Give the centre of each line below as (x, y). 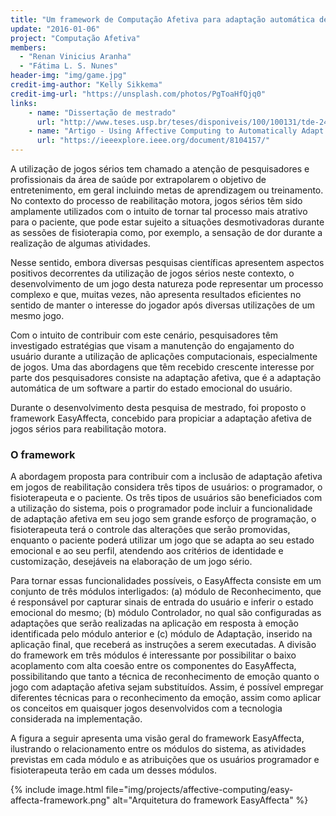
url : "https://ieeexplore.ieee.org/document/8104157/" (153, 141)
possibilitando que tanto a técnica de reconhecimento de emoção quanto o (165, 677)
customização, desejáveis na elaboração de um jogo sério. (131, 562)
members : (28, 47)
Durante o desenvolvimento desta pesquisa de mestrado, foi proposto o (158, 407)
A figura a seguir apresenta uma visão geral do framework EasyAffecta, (157, 738)
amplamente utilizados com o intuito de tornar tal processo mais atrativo (159, 211)
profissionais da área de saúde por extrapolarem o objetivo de (138, 179)
